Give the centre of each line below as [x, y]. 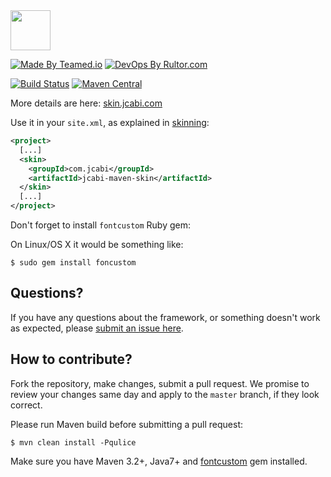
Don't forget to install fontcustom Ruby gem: [100, 225]
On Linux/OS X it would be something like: [97, 244]
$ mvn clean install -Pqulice [73, 442]
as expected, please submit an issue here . [97, 328]
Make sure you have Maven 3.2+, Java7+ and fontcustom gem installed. [159, 461]
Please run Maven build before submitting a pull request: [127, 424]
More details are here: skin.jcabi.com [86, 103]
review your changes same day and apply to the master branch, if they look [165, 394]
